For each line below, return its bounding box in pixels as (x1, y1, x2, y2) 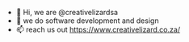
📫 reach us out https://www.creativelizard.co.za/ (15, 25, 180, 34)
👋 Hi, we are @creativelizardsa (15, 8, 119, 17)
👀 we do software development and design (15, 16, 159, 25)
